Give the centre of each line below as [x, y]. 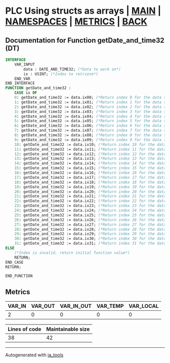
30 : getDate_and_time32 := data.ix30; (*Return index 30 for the [85, 239]
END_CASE [14, 262]
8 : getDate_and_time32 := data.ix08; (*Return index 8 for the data [88, 135]
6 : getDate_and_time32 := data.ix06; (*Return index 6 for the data [88, 126]
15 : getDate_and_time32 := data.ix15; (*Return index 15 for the [85, 168]
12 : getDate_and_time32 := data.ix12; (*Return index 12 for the [85, 154]
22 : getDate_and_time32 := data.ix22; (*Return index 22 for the [85, 201]
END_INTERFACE [20, 84]
